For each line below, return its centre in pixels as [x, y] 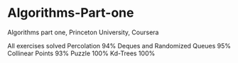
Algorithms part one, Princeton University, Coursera [83, 32]
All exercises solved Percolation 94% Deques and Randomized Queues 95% [119, 45]
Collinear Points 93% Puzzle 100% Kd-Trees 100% [81, 53]
